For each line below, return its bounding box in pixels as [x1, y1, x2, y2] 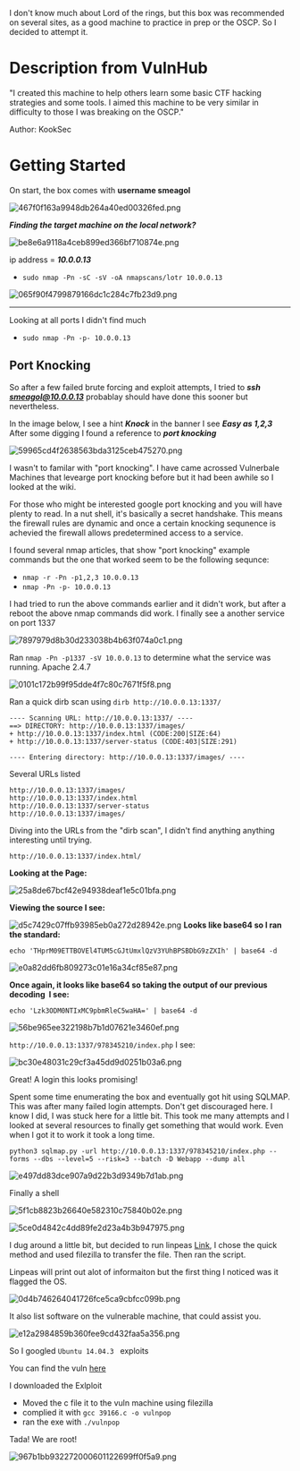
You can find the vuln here [9, 1363, 106, 1373]
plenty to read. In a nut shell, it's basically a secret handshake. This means [9, 508, 283, 518]
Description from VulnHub [9, 58, 208, 79]
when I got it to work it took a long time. [9, 1129, 155, 1140]
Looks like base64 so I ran [183, 919, 283, 930]
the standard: [9, 928, 61, 939]
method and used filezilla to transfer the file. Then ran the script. [9, 1249, 246, 1260]
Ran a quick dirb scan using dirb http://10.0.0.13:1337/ [9, 696, 221, 706]
